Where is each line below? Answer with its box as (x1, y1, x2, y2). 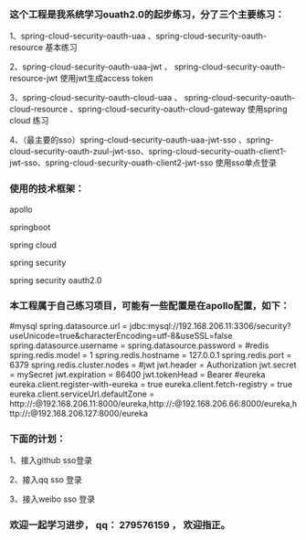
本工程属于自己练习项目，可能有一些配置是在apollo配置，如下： (9, 299, 290, 312)
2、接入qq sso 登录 (9, 474, 82, 485)
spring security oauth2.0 (9, 274, 102, 285)
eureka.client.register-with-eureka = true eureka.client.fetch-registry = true (9, 378, 293, 389)
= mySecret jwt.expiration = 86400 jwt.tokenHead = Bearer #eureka (9, 368, 266, 380)
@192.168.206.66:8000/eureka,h (174, 397, 298, 408)
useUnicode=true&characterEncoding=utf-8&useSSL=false (9, 330, 233, 341)
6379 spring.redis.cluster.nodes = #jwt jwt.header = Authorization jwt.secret (9, 359, 297, 370)
